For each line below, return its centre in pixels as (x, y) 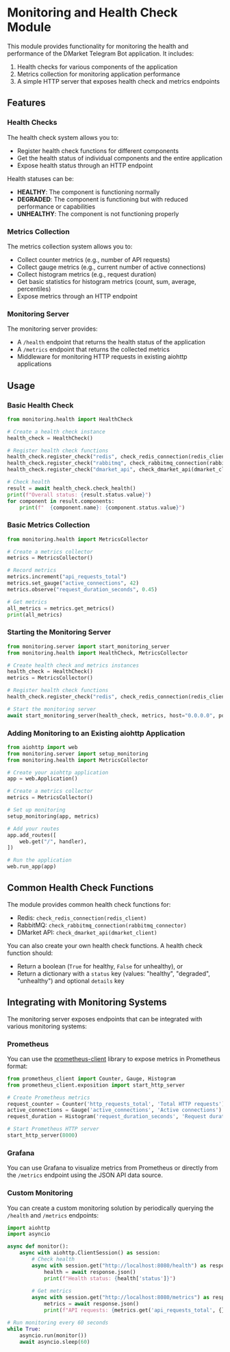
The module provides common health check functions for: (89, 904)
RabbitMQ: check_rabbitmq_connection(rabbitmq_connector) (102, 925)
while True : (24, 1329)
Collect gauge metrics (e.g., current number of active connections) (111, 267)
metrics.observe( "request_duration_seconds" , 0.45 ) (82, 589)
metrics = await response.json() (91, 1304)
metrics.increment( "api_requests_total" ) (67, 577)
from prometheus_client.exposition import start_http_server (96, 1085)
